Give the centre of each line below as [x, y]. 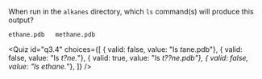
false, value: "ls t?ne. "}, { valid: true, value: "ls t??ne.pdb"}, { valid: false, [128, 58]
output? [21, 20]
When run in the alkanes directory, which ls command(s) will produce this [131, 12]
